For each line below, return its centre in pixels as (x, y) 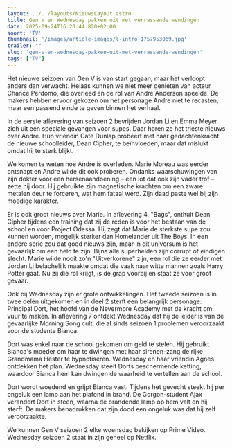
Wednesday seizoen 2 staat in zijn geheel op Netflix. (82, 437)
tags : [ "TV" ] (26, 59)
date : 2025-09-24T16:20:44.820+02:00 (62, 26)
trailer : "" (24, 46)
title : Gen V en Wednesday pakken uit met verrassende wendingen (103, 20)
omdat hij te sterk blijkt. (41, 150)
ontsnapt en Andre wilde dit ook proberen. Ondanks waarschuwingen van (112, 171)
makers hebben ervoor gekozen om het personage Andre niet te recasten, (113, 100)
